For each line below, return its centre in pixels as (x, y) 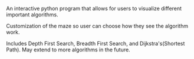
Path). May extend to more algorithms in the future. (68, 50)
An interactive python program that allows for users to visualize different (94, 8)
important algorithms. (32, 15)
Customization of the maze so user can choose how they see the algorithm (97, 26)
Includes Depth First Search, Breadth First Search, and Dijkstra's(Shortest (96, 44)
